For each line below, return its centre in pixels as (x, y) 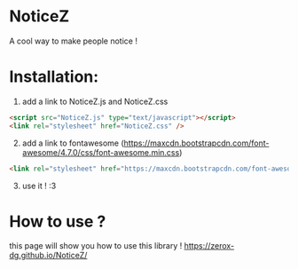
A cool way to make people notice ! (73, 41)
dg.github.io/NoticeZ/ (48, 256)
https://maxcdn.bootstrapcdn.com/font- (196, 143)
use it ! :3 (39, 186)
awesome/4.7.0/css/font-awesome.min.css (101, 152)
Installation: (54, 77)
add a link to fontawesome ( (73, 143)
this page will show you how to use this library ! (96, 246)
